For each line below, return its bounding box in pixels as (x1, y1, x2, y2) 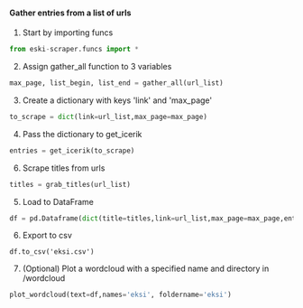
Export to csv (22, 230, 72, 241)
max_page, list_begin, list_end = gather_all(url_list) (9, 79, 224, 88)
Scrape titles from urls (22, 163, 106, 173)
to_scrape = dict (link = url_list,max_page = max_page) (9, 112, 207, 121)
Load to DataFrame (22, 196, 95, 207)
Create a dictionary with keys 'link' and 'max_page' (22, 95, 213, 106)
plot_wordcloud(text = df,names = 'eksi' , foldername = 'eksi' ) (9, 290, 232, 300)
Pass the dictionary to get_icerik (22, 128, 142, 139)
